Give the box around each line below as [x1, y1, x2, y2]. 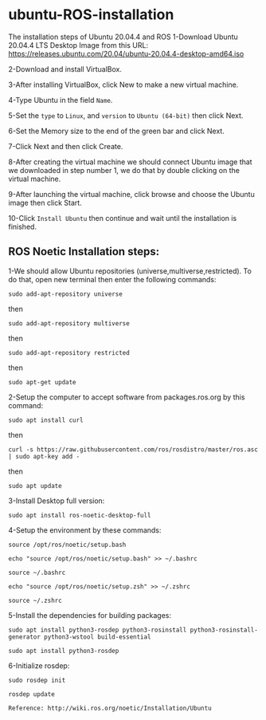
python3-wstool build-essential [43, 632, 151, 641]
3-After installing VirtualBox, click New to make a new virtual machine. [8, 80, 239, 89]
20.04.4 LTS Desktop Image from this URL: [8, 40, 149, 49]
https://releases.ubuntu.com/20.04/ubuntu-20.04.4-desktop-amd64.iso [8, 49, 244, 58]
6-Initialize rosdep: [8, 660, 70, 671]
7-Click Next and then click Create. [8, 141, 123, 151]
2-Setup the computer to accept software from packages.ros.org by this [8, 392, 245, 402]
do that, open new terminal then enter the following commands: [8, 274, 217, 284]
